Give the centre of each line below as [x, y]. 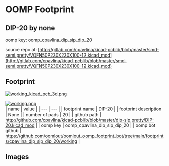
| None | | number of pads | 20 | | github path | [53, 114]
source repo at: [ [22, 50]
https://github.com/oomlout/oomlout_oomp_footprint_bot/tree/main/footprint [84, 136]
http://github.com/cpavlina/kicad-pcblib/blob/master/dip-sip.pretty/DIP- [80, 120]
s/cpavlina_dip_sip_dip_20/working [41, 141]
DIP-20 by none [30, 28]
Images [17, 157]
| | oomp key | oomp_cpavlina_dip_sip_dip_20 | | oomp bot [96, 125]
